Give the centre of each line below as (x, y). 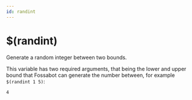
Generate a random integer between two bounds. (67, 57)
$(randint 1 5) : (26, 81)
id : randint (21, 12)
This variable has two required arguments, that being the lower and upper (96, 69)
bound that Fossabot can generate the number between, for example (91, 75)
